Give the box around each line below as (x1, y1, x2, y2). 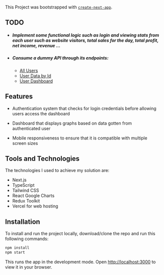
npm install (5, 245, 29, 250)
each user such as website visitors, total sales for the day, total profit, (12, 37, 159, 43)
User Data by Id (19, 72, 52, 78)
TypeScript (12, 182, 35, 188)
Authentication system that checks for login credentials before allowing (12, 105, 157, 111)
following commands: (5, 236, 49, 242)
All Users (19, 68, 38, 73)
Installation (5, 217, 40, 226)
